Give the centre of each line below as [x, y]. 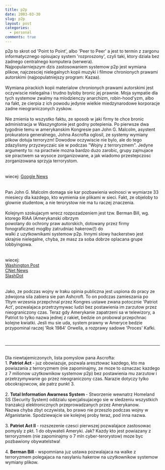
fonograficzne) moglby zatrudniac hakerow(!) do [54, 229]
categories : [17, 28]
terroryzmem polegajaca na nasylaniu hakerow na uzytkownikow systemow [82, 457]
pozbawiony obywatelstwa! [33, 441]
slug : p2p [15, 19]
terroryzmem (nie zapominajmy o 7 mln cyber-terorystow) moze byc [74, 436]
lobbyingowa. [19, 244]
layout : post [18, 23]
